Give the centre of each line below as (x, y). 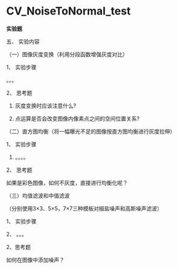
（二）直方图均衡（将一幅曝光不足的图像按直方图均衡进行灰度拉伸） (91, 131)
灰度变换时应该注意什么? (46, 105)
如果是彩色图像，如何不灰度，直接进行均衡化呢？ (67, 183)
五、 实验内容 (23, 41)
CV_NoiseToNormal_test (68, 11)
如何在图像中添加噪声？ (35, 260)
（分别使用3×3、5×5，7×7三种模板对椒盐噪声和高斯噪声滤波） (84, 208)
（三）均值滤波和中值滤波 (38, 195)
